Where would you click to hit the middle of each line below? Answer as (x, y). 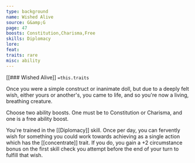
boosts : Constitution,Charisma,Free (51, 33)
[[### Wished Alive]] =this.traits (48, 77)
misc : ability (23, 60)
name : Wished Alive (30, 17)
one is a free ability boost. (37, 118)
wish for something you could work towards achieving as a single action (93, 136)
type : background (27, 11)
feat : (13, 50)
